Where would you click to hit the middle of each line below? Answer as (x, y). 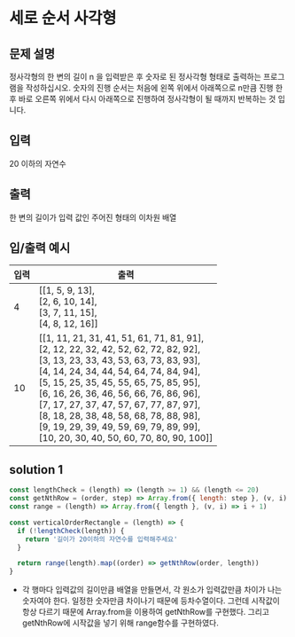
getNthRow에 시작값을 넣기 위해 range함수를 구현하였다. (120, 623)
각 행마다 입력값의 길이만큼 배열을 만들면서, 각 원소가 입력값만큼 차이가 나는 (152, 590)
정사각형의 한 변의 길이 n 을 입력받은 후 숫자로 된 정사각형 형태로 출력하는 (135, 77)
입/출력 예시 (40, 248)
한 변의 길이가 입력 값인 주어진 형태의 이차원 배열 (93, 217)
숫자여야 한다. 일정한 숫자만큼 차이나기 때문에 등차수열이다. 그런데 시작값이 (151, 601)
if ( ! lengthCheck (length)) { (71, 531)
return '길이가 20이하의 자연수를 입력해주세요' (101, 539)
